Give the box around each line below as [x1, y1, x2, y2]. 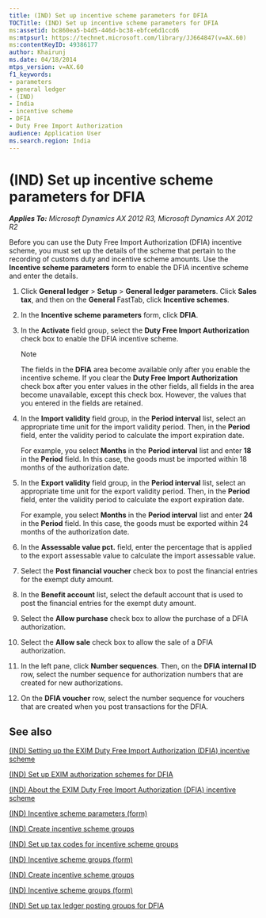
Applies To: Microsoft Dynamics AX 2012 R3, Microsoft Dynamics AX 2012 [9, 214, 253, 223]
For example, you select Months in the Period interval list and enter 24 [20, 510, 253, 520]
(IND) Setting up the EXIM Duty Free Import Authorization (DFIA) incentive [9, 746, 250, 756]
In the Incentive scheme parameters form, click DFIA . [20, 310, 199, 320]
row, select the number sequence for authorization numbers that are [20, 670, 244, 680]
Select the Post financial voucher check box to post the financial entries [20, 566, 258, 576]
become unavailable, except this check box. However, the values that [20, 390, 247, 400]
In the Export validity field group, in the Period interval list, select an [20, 478, 246, 488]
